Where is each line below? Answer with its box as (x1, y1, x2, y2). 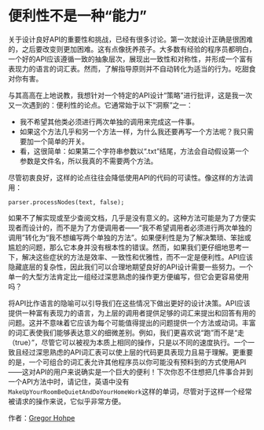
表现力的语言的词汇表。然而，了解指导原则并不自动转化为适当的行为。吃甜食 (8, 64, 256, 73)
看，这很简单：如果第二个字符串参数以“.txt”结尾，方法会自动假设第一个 (19, 146, 250, 155)
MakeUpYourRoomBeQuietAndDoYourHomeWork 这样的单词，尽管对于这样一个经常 (8, 386, 253, 396)
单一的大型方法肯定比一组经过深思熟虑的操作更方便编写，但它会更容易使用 (8, 271, 249, 281)
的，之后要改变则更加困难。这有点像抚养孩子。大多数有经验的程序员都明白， (8, 44, 256, 53)
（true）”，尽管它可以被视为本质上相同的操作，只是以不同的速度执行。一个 (8, 337, 248, 347)
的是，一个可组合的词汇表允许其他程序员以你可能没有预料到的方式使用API (8, 357, 247, 366)
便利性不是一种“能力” (8, 7, 148, 25)
